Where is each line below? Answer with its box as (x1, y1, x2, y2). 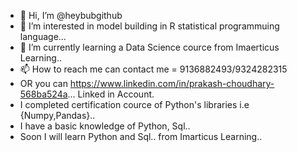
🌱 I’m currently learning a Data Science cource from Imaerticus (19, 41, 280, 53)
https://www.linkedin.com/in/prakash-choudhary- (69, 78, 275, 89)
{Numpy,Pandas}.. (19, 110, 96, 121)
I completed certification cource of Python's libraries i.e (19, 99, 250, 110)
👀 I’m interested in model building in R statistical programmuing (19, 20, 280, 32)
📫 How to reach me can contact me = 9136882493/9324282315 (19, 63, 288, 75)
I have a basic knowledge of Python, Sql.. (19, 120, 191, 132)
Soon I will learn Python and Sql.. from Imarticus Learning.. (19, 131, 263, 142)
